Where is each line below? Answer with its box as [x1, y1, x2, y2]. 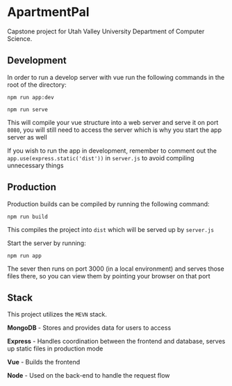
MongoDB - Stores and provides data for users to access [7, 324, 172, 332]
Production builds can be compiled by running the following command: [7, 199, 210, 208]
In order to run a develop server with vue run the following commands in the [7, 73, 225, 81]
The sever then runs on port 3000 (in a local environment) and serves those [7, 265, 224, 273]
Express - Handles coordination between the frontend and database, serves [7, 337, 226, 346]
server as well [7, 133, 47, 141]
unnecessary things [7, 161, 64, 169]
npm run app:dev [7, 94, 54, 101]
